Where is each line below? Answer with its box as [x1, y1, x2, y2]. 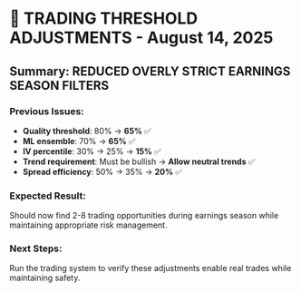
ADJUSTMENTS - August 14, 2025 [9, 27, 274, 48]
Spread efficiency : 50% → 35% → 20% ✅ [22, 166, 183, 177]
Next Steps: [9, 242, 63, 255]
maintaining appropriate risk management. [9, 219, 168, 230]
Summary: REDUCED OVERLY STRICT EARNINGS [9, 63, 291, 79]
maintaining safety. [9, 272, 81, 284]
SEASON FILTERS [9, 77, 110, 93]
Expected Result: [9, 190, 86, 202]
